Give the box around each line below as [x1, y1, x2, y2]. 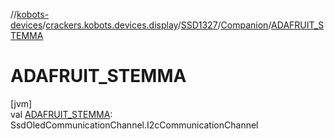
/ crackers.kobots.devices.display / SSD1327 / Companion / [42, 19, 272, 31]
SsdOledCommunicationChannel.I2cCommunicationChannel [10, 119, 259, 131]
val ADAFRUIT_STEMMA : [10, 108, 113, 120]
